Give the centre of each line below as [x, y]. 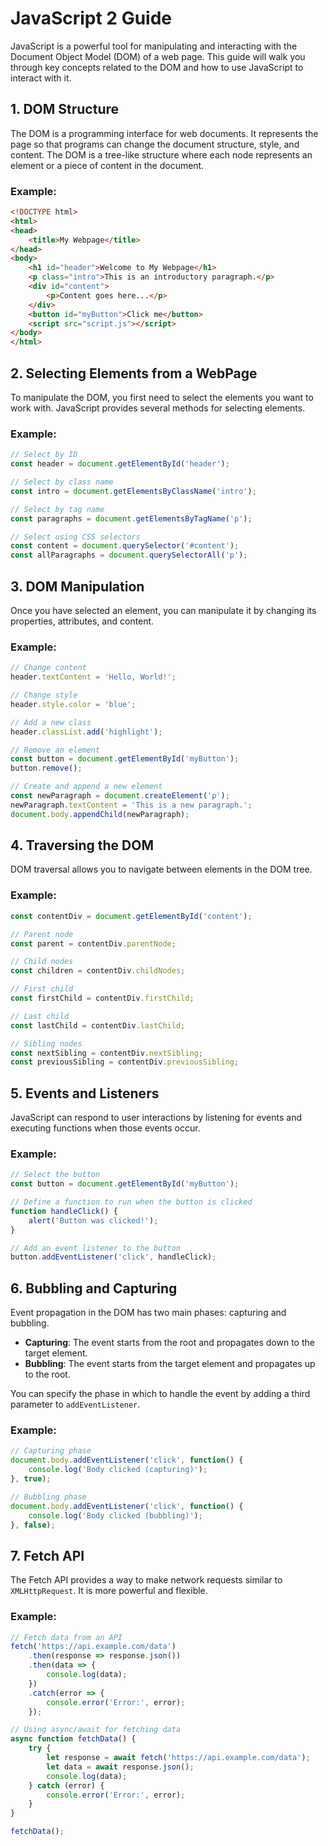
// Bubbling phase [48, 1497]
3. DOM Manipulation [77, 586]
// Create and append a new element [86, 787]
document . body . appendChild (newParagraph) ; [100, 814]
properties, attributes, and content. [82, 621]
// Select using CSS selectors [75, 537]
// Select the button [55, 1175]
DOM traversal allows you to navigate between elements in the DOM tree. [161, 869]
